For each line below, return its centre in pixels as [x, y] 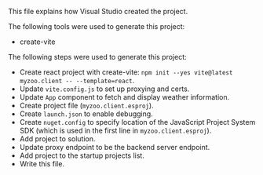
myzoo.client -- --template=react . [77, 80]
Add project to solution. [57, 139]
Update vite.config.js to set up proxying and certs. [104, 89]
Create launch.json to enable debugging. [86, 114]
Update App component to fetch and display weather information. [124, 97]
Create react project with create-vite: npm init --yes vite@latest [126, 72]
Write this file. [42, 164]
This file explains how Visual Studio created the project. [98, 11]
